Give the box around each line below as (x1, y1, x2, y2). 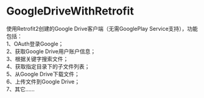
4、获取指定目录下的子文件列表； (6, 62, 90, 70)
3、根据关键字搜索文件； (6, 55, 69, 62)
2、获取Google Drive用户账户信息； (6, 47, 96, 55)
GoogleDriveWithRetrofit (6, 4, 134, 18)
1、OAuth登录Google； (6, 40, 64, 47)
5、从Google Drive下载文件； (6, 70, 80, 77)
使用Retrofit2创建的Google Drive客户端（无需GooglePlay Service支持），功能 (6, 25, 198, 32)
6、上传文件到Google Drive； (6, 77, 80, 85)
